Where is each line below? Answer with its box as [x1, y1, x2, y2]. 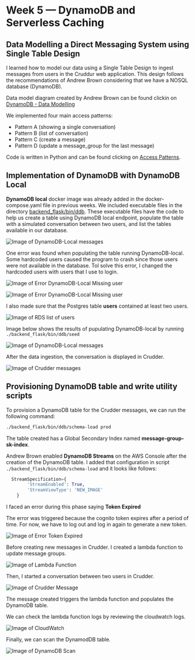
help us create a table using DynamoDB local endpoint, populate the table [6, 214, 184, 221]
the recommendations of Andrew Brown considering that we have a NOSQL [6, 77, 189, 84]
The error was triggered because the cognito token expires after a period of [6, 515, 189, 521]
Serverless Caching [6, 16, 104, 29]
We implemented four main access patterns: [6, 112, 113, 119]
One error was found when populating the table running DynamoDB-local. [6, 249, 184, 256]
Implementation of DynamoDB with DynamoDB [6, 171, 180, 181]
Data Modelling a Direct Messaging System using [6, 39, 189, 49]
